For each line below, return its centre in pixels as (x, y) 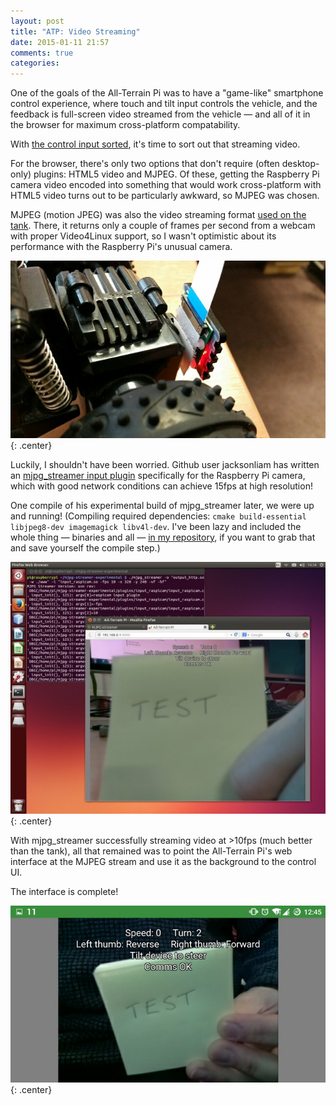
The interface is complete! (64, 891)
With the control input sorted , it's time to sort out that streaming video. (155, 144)
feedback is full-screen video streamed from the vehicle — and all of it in (160, 114)
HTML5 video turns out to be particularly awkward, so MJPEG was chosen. (165, 196)
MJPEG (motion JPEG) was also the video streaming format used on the (158, 215)
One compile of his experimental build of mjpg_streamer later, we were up (162, 505)
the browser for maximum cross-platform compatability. (125, 125)
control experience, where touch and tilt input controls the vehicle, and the (164, 104)
